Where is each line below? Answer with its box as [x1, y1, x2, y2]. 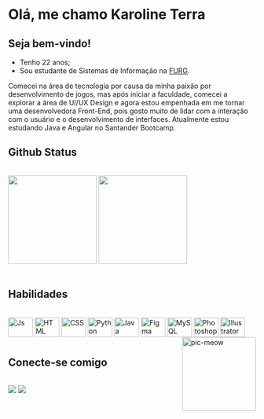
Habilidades [8, 288, 68, 301]
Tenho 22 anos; [19, 57, 71, 67]
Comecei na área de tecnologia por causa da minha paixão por [8, 81, 212, 90]
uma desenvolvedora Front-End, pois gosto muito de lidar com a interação [8, 106, 249, 116]
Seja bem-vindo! [8, 37, 92, 50]
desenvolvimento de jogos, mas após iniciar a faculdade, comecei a [8, 90, 228, 99]
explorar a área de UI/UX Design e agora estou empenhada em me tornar [8, 98, 245, 107]
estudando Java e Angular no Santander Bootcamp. [8, 123, 176, 132]
